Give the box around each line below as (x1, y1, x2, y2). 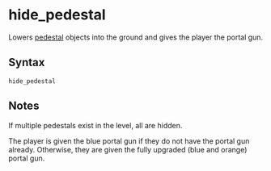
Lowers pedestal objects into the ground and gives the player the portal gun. (8, 32, 264, 42)
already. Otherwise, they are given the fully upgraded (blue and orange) (8, 144, 248, 154)
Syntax (8, 56, 45, 69)
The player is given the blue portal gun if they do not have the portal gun (8, 136, 250, 146)
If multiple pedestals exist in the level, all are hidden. (8, 120, 183, 130)
